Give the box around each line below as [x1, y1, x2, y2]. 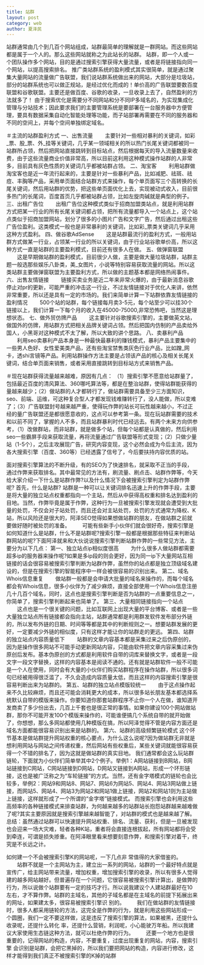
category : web [6, 20, 42, 26]
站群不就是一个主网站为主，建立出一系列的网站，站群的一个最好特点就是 [16, 861, 198, 868]
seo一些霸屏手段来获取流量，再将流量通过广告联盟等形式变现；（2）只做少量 [6, 433, 197, 441]
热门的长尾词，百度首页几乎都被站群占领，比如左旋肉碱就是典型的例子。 [11, 192, 192, 200]
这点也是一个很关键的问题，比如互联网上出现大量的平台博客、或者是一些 [16, 605, 198, 613]
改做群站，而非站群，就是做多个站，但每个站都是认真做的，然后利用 [27, 425, 197, 433]
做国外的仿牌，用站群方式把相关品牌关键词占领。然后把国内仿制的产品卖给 [6, 322, 192, 329]
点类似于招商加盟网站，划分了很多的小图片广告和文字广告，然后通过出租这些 [6, 215, 198, 223]
